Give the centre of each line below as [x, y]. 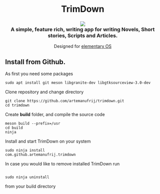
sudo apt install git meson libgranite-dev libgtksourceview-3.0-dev [78, 83]
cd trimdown [17, 105]
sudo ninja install [25, 151]
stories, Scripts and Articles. [83, 36]
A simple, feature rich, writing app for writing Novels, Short [83, 30]
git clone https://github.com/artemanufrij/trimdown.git [65, 101]
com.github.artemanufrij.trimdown [41, 155]
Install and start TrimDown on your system [48, 141]
